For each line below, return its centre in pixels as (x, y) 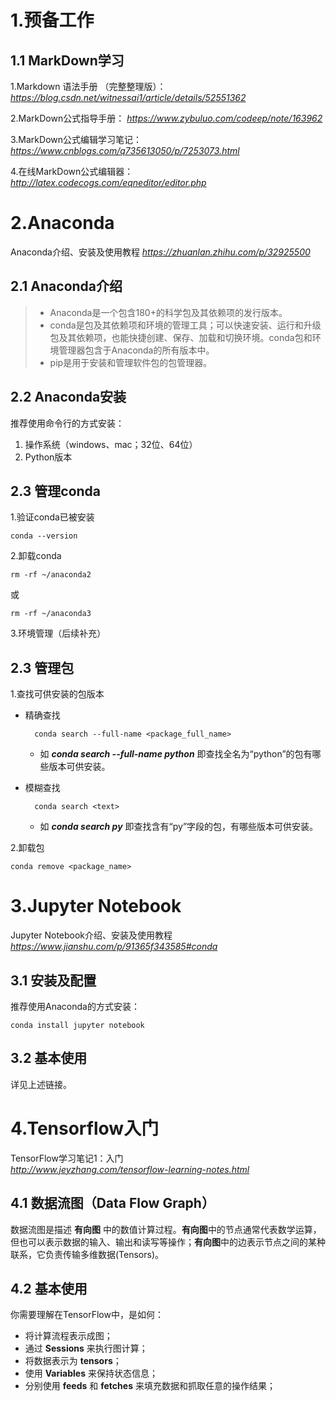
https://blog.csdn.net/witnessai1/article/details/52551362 (128, 97)
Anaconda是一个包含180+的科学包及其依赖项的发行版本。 (168, 312)
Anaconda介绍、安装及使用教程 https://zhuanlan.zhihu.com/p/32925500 (160, 252)
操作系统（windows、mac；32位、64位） (111, 444)
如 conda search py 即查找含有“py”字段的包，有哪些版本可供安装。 (179, 827)
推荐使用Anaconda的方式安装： (75, 1006)
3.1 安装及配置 (53, 980)
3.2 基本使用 (49, 1058)
